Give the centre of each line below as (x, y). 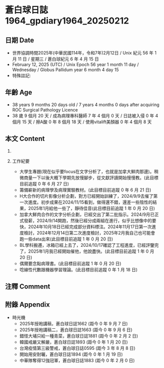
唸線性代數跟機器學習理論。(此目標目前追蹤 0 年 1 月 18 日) (79, 269)
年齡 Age (19, 92)
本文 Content (25, 139)
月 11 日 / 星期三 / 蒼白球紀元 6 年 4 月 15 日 (56, 59)
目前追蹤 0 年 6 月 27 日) (44, 184)
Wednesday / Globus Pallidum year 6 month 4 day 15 (65, 70)
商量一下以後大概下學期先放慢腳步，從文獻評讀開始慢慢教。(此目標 (91, 178)
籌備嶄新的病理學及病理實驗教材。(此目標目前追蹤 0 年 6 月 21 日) (85, 190)
